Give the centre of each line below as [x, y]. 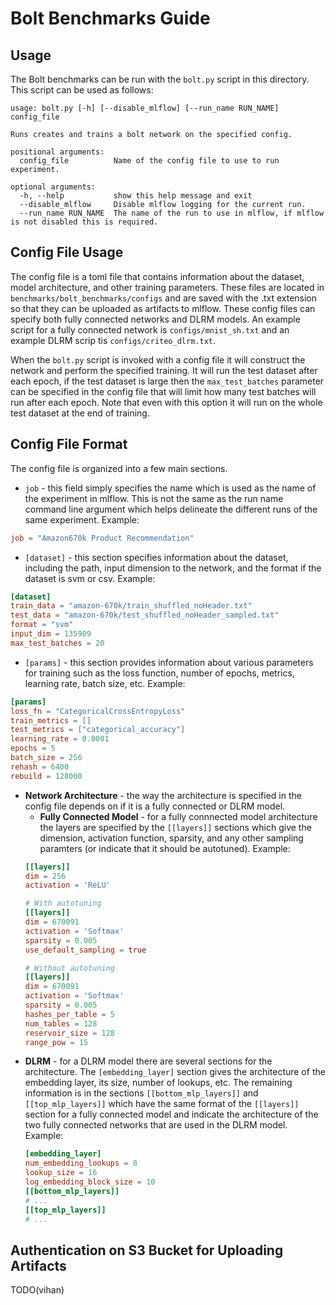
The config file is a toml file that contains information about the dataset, [157, 276]
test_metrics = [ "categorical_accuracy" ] [98, 730]
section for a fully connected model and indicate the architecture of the [171, 1114]
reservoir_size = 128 [70, 1033]
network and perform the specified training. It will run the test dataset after [164, 370]
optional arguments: [53, 187]
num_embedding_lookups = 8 [81, 1163]
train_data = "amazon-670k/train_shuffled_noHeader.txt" [131, 606]
